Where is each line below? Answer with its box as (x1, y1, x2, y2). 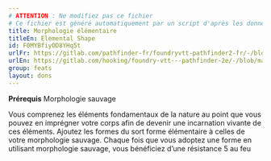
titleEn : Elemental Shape (8, 34, 95, 43)
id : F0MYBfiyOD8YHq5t (8, 42, 81, 50)
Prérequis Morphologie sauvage (8, 93, 117, 103)
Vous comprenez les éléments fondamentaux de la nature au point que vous (8, 109, 262, 119)
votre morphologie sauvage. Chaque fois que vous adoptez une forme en (8, 134, 252, 145)
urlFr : (8, 49, 31, 57)
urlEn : (8, 57, 31, 65)
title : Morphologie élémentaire (8, 27, 117, 35)
